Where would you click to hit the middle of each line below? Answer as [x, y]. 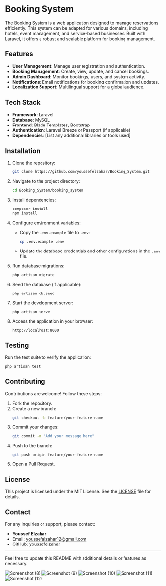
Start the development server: [43, 303]
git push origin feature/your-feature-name [58, 455]
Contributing [25, 382]
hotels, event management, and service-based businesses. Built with [75, 33]
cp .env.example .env [42, 241]
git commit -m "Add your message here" [53, 436]
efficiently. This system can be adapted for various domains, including [77, 28]
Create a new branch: [34, 408]
